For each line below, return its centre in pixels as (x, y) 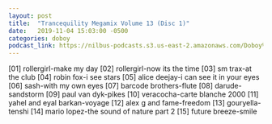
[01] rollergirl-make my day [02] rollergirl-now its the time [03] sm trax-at (130, 68)
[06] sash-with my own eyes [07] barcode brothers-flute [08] (110, 86)
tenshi (19, 112)
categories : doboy (39, 38)
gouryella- (244, 103)
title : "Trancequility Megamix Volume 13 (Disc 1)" (99, 23)
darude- (228, 86)
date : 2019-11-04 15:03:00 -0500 (68, 31)
